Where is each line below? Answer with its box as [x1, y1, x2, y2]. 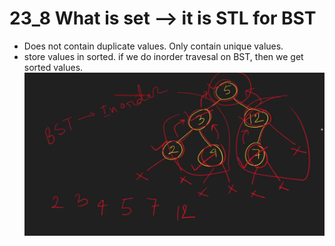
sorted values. [23, 61, 84, 73]
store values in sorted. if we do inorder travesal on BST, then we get [23, 50, 304, 62]
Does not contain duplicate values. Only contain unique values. [23, 40, 284, 52]
